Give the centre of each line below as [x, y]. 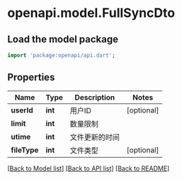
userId [22, 110]
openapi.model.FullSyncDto [91, 13]
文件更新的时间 [95, 137]
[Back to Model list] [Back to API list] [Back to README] [89, 168]
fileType [25, 150]
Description [95, 97]
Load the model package [63, 39]
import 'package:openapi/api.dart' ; [61, 55]
